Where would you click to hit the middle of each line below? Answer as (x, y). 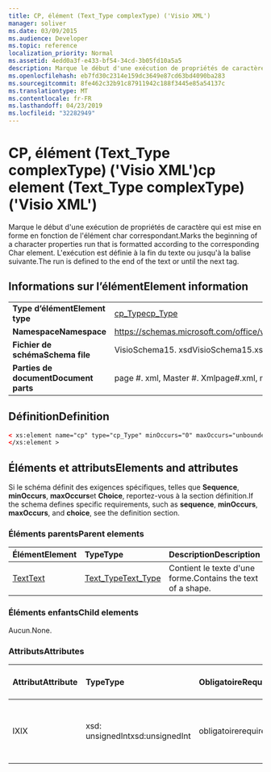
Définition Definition (59, 417)
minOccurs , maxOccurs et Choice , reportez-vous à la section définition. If (131, 496)
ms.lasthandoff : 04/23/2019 (56, 106)
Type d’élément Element (59, 308)
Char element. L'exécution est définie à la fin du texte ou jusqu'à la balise (130, 252)
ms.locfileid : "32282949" (52, 114)
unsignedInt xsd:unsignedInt (138, 737)
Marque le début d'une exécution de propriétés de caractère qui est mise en (135, 227)
